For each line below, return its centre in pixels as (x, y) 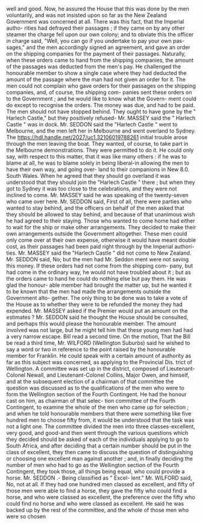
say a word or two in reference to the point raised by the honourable (91, 349)
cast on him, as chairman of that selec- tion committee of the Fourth (91, 401)
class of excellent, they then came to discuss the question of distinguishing (100, 452)
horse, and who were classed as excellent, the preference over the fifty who (101, 497)
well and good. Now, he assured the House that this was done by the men (98, 9)
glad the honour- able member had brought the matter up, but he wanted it (99, 285)
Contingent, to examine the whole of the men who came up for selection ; (98, 407)
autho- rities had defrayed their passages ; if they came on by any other (96, 28)
